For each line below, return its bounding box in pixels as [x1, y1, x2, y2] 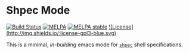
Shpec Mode [6, 4, 70, 17]
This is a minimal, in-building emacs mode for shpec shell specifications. [6, 41, 183, 48]
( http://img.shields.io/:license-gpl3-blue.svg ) [6, 29, 116, 36]
